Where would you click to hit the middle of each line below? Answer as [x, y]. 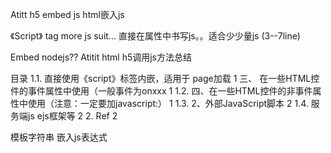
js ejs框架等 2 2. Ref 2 [72, 116]
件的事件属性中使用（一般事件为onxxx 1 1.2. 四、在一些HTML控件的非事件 [161, 91]
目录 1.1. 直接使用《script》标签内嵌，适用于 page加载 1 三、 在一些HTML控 [165, 78]
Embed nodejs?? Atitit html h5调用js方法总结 [101, 57]
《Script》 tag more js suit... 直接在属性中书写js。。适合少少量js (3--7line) [155, 36]
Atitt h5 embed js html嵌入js [67, 14]
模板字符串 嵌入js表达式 [59, 137]
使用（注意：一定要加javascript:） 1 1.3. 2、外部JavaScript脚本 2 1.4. [168, 103]
